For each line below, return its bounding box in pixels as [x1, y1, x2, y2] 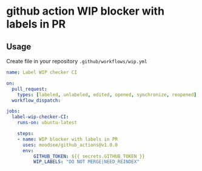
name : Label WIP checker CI [6, 69, 78, 75]
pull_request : [12, 86, 47, 92]
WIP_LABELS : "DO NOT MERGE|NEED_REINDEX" [33, 159, 140, 165]
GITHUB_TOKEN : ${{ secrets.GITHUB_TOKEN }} [33, 153, 146, 159]
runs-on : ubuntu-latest [17, 120, 78, 126]
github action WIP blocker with [6, 4, 165, 18]
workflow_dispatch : [12, 97, 61, 103]
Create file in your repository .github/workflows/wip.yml [6, 58, 147, 65]
